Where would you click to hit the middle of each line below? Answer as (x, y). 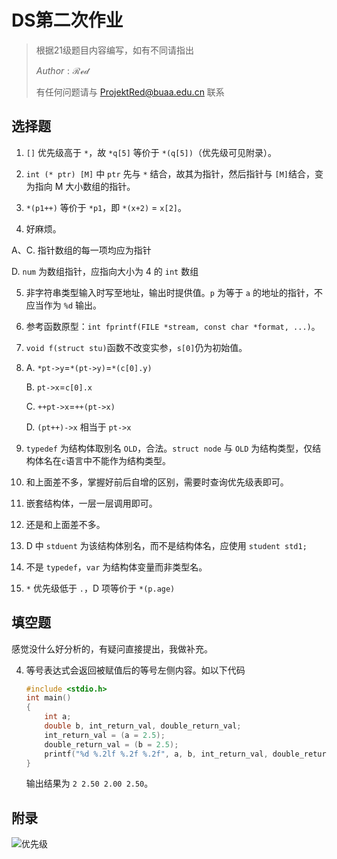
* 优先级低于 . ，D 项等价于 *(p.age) (100, 588)
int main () (48, 698)
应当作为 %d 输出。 (63, 305)
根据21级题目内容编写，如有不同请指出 (115, 50)
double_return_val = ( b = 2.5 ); (111, 744)
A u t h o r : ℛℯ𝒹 (62, 70)
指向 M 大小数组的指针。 (85, 186)
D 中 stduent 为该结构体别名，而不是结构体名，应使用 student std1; (166, 545)
